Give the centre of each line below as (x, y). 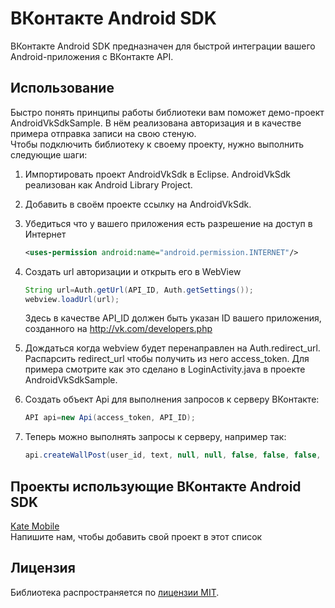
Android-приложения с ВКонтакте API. (92, 56)
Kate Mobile (35, 526)
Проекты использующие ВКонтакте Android (156, 486)
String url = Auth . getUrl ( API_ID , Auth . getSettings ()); (139, 290)
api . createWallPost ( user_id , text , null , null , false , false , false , (173, 455)
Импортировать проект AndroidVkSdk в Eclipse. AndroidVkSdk (158, 174)
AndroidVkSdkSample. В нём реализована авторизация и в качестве (156, 123)
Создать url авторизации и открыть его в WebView (133, 271)
